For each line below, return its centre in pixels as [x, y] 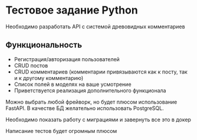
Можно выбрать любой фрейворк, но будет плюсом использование [91, 102]
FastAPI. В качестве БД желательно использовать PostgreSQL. [85, 108]
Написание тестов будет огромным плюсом [61, 131]
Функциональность [44, 45]
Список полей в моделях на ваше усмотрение [73, 84]
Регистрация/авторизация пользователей [67, 59]
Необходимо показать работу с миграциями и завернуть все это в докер [98, 119]
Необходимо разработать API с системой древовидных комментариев [95, 26]
